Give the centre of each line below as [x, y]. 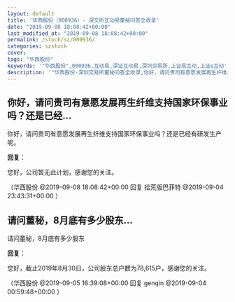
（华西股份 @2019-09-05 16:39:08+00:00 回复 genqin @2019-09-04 [107, 283]
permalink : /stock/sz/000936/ [51, 40]
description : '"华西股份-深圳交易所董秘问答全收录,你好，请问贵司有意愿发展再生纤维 [117, 72]
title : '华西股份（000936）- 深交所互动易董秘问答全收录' [83, 20]
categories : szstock [37, 46]
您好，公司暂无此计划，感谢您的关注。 [62, 172]
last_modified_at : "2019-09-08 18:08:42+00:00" [78, 33]
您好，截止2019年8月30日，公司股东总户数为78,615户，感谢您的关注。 [109, 268]
